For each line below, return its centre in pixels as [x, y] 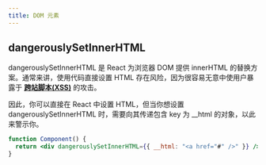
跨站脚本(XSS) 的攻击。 [62, 87]
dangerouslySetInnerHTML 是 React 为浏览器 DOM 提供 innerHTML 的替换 [129, 67]
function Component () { [47, 140]
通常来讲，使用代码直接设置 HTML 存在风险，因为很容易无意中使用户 [134, 78]
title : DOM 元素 [34, 15]
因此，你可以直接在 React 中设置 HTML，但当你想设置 [96, 105]
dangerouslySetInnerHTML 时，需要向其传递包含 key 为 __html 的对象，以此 [132, 114]
